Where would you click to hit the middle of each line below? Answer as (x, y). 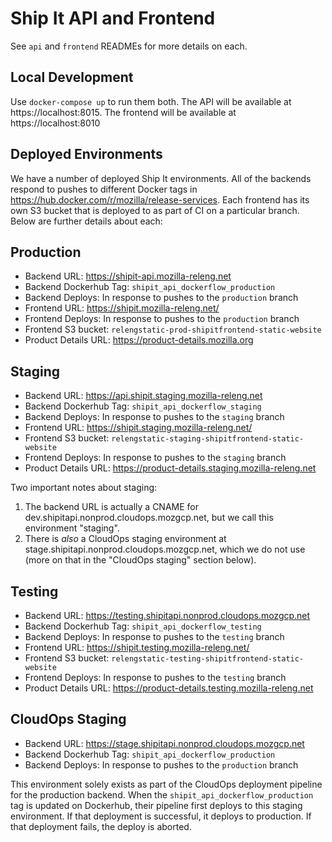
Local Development (72, 77)
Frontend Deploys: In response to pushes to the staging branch (155, 458)
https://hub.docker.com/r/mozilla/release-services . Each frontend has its (160, 199)
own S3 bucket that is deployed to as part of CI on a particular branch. (155, 210)
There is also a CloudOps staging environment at (125, 539)
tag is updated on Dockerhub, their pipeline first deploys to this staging (156, 805)
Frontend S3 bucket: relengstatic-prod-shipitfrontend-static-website (173, 329)
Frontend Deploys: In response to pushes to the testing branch (155, 677)
